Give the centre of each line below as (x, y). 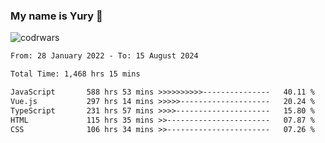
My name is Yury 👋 (56, 16)
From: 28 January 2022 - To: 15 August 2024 (104, 56)
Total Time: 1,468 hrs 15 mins (75, 74)
